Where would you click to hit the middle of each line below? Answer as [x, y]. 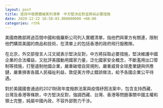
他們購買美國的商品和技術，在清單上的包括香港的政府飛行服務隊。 [71, 44]
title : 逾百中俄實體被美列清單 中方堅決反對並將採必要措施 [58, 14]
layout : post [18, 9]
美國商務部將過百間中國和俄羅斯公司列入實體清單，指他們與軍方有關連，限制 [81, 37]
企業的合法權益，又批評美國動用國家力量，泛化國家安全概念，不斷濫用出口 [79, 60]
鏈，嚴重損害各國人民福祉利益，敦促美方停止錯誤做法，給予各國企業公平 [77, 72]
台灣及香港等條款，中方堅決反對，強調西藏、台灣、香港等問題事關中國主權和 [81, 95]
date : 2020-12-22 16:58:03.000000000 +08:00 [51, 18]
